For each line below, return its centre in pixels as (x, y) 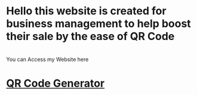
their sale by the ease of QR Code (90, 36)
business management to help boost (98, 24)
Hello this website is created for (86, 11)
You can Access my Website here (47, 59)
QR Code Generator (56, 83)
